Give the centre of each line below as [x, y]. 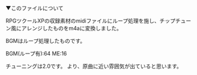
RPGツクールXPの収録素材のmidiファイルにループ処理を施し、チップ [90, 21]
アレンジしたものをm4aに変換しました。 [72, 28]
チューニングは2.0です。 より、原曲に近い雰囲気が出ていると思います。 [94, 66]
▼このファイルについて [35, 8]
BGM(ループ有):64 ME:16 [36, 54]
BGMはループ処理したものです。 [46, 41]
